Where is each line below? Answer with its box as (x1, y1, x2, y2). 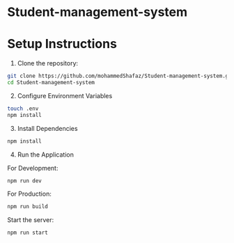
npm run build (7, 203, 49, 210)
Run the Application (17, 150, 75, 159)
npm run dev (7, 177, 42, 185)
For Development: (7, 164, 58, 172)
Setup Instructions (7, 36, 117, 52)
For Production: (7, 189, 52, 198)
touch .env (7, 105, 39, 112)
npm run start (7, 229, 49, 237)
